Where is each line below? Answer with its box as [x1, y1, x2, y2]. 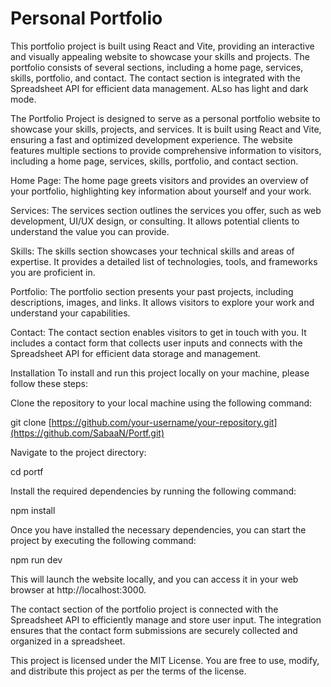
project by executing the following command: [10, 534, 197, 546]
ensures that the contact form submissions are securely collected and [10, 624, 298, 636]
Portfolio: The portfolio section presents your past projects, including [10, 285, 294, 297]
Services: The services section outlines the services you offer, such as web [10, 204, 322, 216]
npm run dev [10, 553, 63, 566]
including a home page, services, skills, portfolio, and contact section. [10, 155, 299, 167]
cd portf [10, 465, 44, 477]
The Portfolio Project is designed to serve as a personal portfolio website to [10, 112, 321, 124]
